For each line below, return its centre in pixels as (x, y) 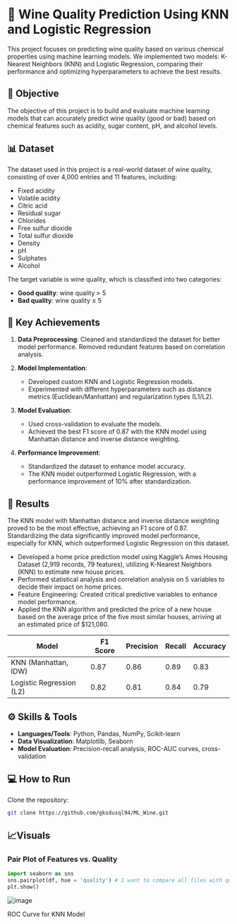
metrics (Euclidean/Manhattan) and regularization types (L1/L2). (121, 397)
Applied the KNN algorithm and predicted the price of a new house (114, 609)
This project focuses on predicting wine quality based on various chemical (116, 49)
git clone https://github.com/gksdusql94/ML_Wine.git (88, 812)
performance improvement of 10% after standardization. (110, 481)
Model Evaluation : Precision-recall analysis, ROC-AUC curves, (109, 749)
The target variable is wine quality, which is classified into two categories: (115, 279)
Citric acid (32, 205)
